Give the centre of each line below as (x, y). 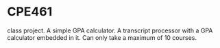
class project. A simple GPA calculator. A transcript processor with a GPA (110, 30)
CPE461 (30, 12)
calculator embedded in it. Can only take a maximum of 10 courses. (102, 37)
